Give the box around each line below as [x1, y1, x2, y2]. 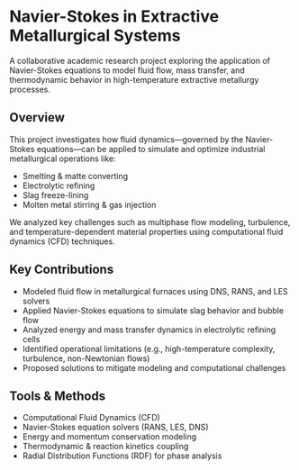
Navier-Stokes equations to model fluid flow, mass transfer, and [9, 65, 245, 76]
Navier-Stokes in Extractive [9, 6, 219, 27]
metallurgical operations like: [9, 153, 116, 164]
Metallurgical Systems [9, 25, 182, 46]
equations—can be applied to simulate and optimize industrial [36, 143, 266, 154]
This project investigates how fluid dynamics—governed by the [9, 133, 244, 145]
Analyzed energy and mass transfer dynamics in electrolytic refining [22, 324, 276, 335]
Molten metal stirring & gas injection [22, 199, 157, 210]
